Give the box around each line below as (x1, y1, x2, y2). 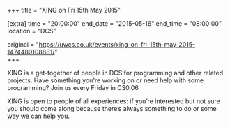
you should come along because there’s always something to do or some (7, 105, 217, 112)
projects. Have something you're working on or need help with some (7, 76, 204, 84)
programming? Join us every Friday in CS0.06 (7, 84, 139, 91)
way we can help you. (7, 112, 70, 120)
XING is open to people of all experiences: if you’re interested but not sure (7, 97, 221, 105)
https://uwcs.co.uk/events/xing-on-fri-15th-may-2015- (38, 40, 196, 48)
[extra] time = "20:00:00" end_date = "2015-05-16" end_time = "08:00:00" (7, 20, 222, 27)
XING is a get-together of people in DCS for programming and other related (7, 69, 224, 77)
